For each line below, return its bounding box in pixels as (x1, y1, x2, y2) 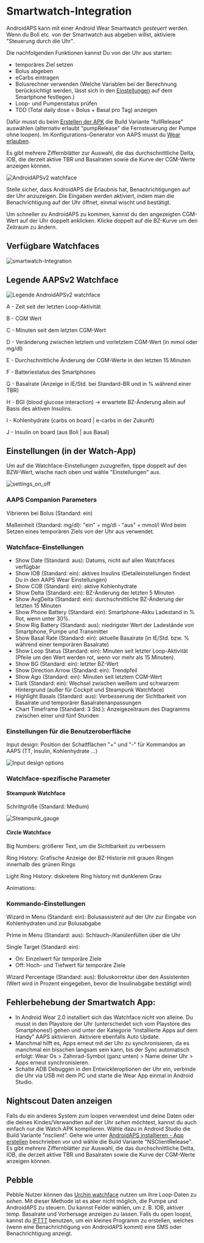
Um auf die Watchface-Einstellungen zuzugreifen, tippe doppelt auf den (6, 462, 187, 469)
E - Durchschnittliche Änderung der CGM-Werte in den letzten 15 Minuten (6, 356, 191, 363)
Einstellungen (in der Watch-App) (6, 446, 136, 456)
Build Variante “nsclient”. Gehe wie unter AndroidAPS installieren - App (6, 1131, 184, 1139)
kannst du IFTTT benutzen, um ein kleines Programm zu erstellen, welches (6, 1217, 194, 1224)
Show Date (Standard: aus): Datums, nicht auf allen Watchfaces (15, 556, 175, 564)
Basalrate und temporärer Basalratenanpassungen (15, 699, 142, 706)
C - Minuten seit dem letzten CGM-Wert (6, 326, 107, 334)
